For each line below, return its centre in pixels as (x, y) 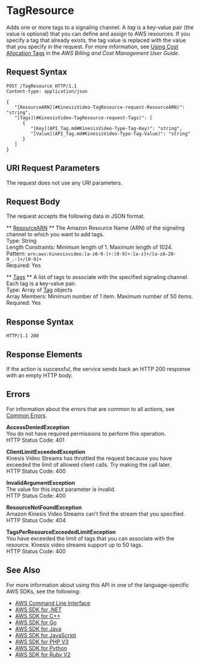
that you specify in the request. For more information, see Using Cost (92, 47)
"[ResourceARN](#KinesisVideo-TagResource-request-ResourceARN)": (100, 107)
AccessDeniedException (38, 427)
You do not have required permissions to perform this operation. (86, 433)
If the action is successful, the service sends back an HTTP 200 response (98, 369)
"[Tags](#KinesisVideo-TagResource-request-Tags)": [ (83, 118)
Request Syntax (37, 72)
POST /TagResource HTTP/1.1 (42, 86)
